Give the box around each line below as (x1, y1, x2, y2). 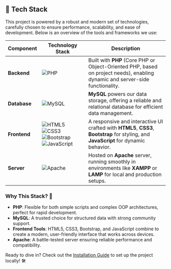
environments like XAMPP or (88, 164, 157, 172)
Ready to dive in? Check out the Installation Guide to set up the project (5, 252, 153, 258)
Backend (8, 69, 30, 77)
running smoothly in (88, 158, 136, 165)
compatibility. (12, 242, 41, 248)
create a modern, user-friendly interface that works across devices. (12, 231, 155, 237)
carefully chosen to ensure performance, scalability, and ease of (5, 24, 141, 30)
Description (111, 44, 140, 52)
